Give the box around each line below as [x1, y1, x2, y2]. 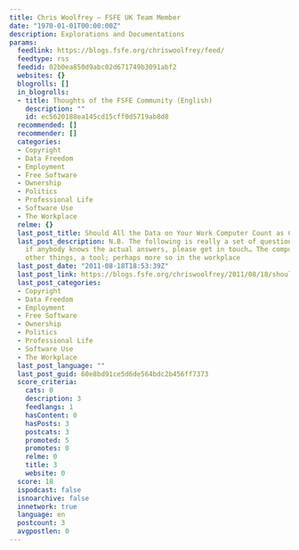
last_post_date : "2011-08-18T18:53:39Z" [17, 262, 169, 271]
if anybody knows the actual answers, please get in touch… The [25, 245, 269, 254]
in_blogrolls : [17, 87, 69, 96]
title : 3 [25, 461, 58, 470]
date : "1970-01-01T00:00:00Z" [9, 21, 122, 30]
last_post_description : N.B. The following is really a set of [17, 237, 256, 246]
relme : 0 [25, 452, 58, 462]
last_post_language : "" [17, 361, 105, 370]
